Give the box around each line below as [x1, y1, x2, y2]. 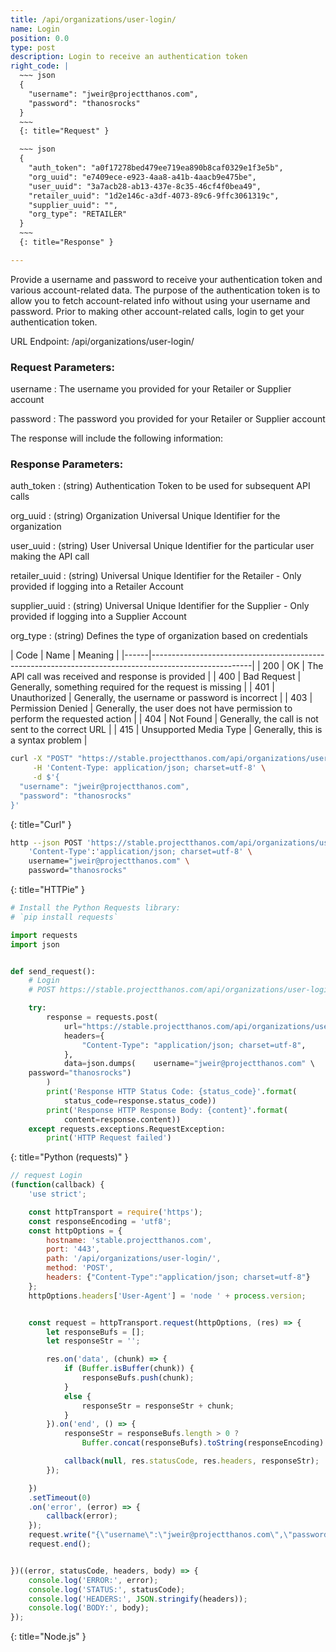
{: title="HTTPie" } [10, 884, 86, 896]
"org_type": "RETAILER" [28, 209, 128, 220]
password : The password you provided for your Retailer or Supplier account [10, 413, 326, 425]
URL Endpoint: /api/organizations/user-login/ [10, 335, 195, 347]
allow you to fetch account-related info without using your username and [10, 294, 311, 306]
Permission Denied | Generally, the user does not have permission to [10, 702, 293, 715]
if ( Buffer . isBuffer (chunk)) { [63, 1364, 195, 1374]
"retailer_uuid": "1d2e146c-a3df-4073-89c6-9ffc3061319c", [28, 191, 280, 201]
